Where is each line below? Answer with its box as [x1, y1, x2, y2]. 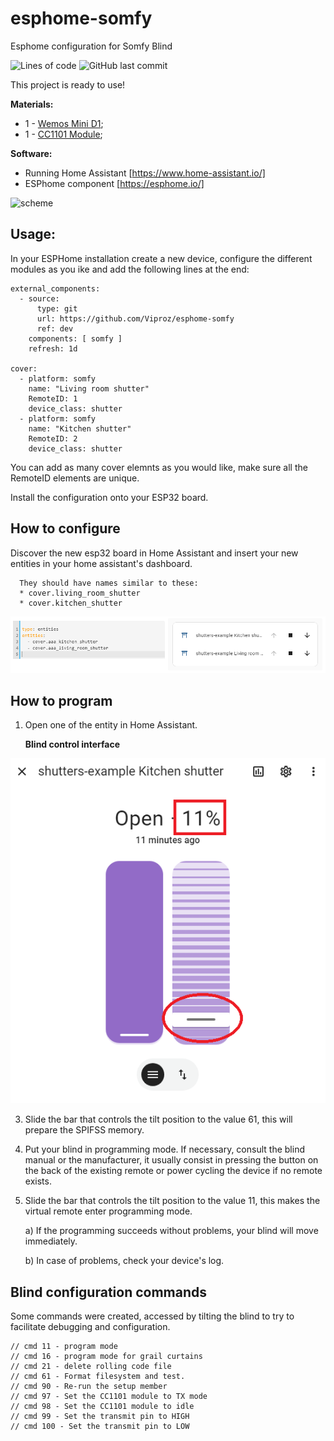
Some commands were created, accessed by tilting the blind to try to [10, 1310, 295, 1322]
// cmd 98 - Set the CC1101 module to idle [10, 1401, 195, 1411]
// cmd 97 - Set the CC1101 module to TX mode [10, 1391, 208, 1401]
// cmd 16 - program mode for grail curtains [10, 1351, 203, 1361]
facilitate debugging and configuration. [10, 1320, 171, 1332]
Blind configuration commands [10, 1283, 208, 1301]
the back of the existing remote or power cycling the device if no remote [24, 1165, 323, 1177]
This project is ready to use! [10, 78, 126, 91]
